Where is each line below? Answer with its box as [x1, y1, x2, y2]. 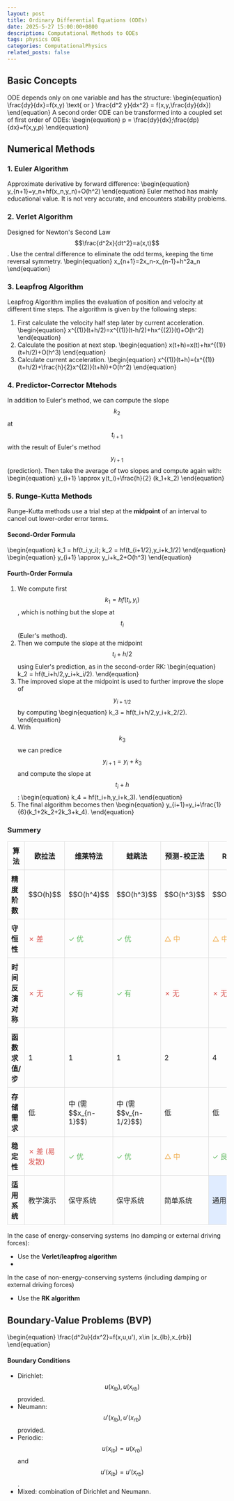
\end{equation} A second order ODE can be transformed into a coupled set [7, 108, 223, 116]
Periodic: [17, 1433, 44, 1442]
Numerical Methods [7, 143, 95, 155]
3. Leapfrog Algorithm [7, 281, 84, 291]
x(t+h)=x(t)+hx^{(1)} [169, 341, 226, 349]
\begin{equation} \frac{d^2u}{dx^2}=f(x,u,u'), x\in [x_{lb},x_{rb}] [7, 1333, 192, 1341]
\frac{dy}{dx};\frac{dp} [133, 116, 200, 124]
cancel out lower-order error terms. [7, 514, 109, 522]
